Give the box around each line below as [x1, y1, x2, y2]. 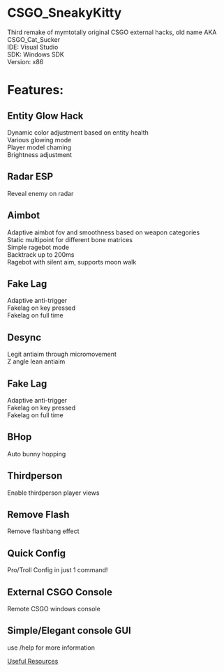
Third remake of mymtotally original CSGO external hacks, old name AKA [7, 28, 217, 36]
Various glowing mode [7, 135, 72, 144]
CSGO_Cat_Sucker [7, 35, 61, 43]
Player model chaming [7, 143, 72, 151]
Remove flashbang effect [7, 527, 80, 535]
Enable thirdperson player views [7, 488, 100, 497]
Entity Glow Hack [7, 110, 84, 121]
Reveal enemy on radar [7, 189, 74, 197]
